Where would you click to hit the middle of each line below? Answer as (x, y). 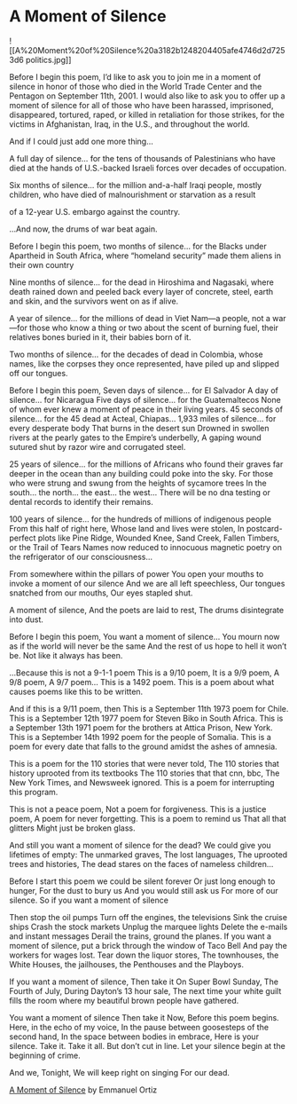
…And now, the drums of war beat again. (83, 229)
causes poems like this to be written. (76, 691)
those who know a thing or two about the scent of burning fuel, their (154, 327)
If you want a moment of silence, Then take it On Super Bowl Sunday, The (144, 982)
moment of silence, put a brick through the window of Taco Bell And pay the (148, 945)
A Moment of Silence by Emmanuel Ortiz (83, 1090)
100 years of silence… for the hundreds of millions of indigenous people (141, 519)
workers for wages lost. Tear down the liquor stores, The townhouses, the (144, 955)
